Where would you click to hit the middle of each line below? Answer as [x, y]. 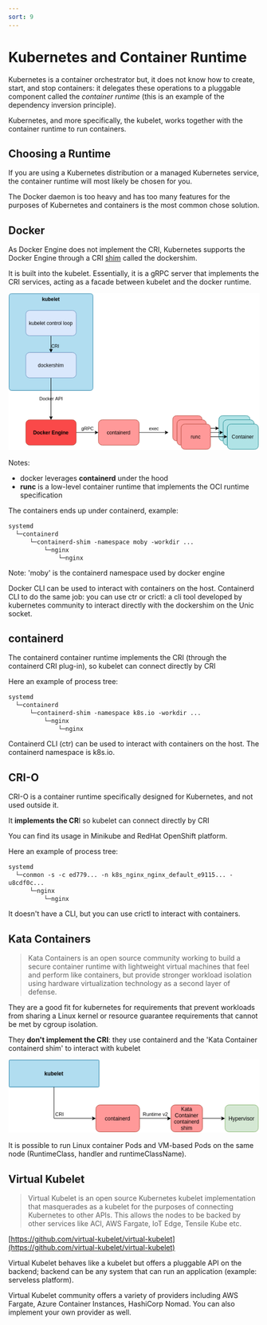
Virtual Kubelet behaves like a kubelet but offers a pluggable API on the [125, 1263]
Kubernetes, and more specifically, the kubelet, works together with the [126, 120]
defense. [42, 992]
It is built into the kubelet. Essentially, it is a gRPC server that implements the [133, 273]
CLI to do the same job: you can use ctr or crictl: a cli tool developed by [126, 596]
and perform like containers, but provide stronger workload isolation [140, 975]
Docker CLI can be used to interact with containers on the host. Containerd [132, 588]
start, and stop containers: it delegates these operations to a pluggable [125, 88]
